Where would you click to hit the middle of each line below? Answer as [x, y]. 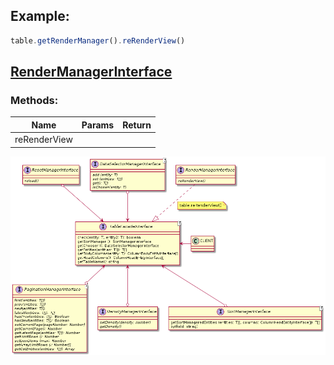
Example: [40, 16]
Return [137, 125]
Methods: [34, 100]
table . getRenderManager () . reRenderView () [98, 40]
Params [98, 125]
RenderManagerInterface [91, 72]
